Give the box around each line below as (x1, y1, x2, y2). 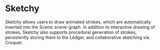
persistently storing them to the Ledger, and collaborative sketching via (5, 34, 149, 40)
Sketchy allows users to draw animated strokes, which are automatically (5, 19, 151, 25)
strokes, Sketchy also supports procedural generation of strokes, (5, 29, 137, 35)
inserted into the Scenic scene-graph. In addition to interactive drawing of (5, 24, 155, 30)
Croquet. (5, 39, 23, 45)
